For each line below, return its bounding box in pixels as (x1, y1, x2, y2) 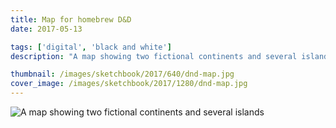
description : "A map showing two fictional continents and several (10, 51, 298, 61)
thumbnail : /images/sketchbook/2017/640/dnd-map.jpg (10, 69, 235, 80)
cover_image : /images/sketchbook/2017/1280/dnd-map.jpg (10, 79, 248, 89)
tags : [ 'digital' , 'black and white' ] (10, 42, 172, 52)
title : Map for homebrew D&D (10, 14, 132, 25)
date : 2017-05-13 (10, 24, 83, 34)
